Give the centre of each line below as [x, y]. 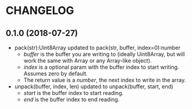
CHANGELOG [40, 11]
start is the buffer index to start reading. [74, 93]
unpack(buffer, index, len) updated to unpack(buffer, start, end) [94, 86]
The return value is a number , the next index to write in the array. [105, 80]
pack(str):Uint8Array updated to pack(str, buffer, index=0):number [97, 47]
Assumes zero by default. [56, 73]
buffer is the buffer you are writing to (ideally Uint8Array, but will [104, 54]
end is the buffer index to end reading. [71, 99]
